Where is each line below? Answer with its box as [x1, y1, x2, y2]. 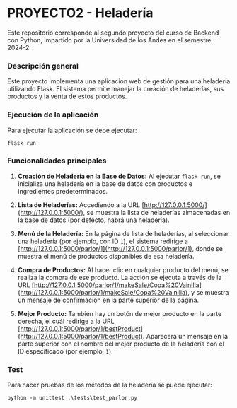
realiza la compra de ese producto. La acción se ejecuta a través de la [17, 273, 222, 281]
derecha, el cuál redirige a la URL [17, 317, 115, 325]
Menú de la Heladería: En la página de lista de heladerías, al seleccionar [17, 229, 229, 238]
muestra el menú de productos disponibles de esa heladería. [17, 252, 195, 260]
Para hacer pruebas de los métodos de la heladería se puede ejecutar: [7, 380, 212, 390]
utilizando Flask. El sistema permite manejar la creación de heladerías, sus [7, 85, 224, 93]
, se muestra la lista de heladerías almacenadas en [83, 208, 231, 216]
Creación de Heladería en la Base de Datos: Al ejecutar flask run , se [17, 172, 221, 180]
